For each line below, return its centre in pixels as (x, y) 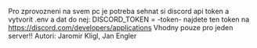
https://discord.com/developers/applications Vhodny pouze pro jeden (121, 27)
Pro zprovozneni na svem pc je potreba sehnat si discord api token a (119, 11)
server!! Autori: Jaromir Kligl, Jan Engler (72, 36)
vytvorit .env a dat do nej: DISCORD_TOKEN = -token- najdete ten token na (129, 19)
